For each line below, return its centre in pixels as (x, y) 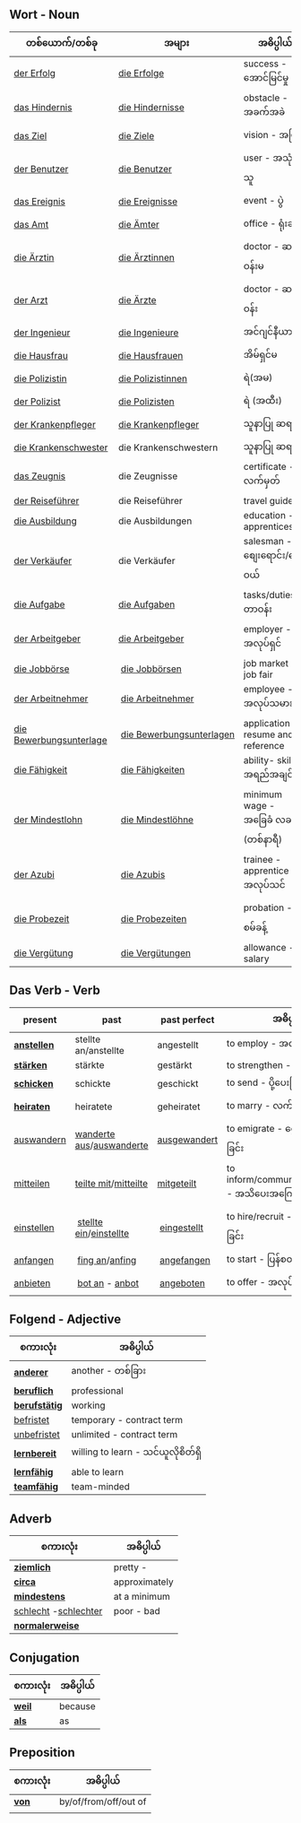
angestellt (178, 1045)
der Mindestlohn (48, 820)
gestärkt (175, 1064)
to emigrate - (255, 1128)
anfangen (34, 1261)
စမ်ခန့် (255, 927)
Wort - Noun (45, 15)
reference (264, 745)
